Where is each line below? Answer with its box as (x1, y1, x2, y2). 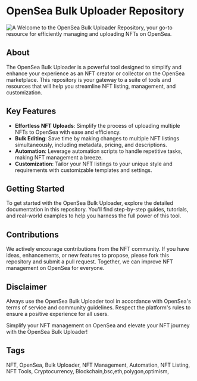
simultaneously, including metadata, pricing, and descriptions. (14, 141, 168, 148)
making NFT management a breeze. (14, 153, 103, 161)
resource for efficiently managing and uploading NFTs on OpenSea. (6, 30, 172, 37)
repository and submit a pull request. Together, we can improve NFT (6, 258, 174, 265)
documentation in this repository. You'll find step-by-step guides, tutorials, (6, 206, 189, 213)
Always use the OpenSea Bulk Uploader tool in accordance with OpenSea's (6, 297, 192, 305)
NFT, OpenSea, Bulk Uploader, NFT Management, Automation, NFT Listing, (6, 361, 190, 368)
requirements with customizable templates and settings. (14, 166, 153, 174)
